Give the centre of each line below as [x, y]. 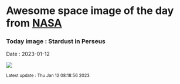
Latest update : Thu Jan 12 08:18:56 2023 [48, 76]
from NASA [34, 23]
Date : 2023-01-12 [28, 54]
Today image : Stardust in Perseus [56, 41]
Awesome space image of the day [90, 11]
